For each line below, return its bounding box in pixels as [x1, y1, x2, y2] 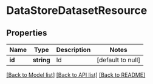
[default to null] [96, 56, 141, 64]
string [32, 56, 50, 64]
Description [56, 46, 91, 54]
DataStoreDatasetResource [6, 4, 148, 18]
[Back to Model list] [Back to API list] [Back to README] [6, 71, 146, 79]
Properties [6, 28, 47, 38]
